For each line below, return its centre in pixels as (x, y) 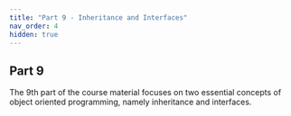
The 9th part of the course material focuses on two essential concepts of (145, 93)
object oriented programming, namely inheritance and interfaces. (131, 102)
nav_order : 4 (34, 26)
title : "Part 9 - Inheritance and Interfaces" (99, 18)
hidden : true (34, 34)
